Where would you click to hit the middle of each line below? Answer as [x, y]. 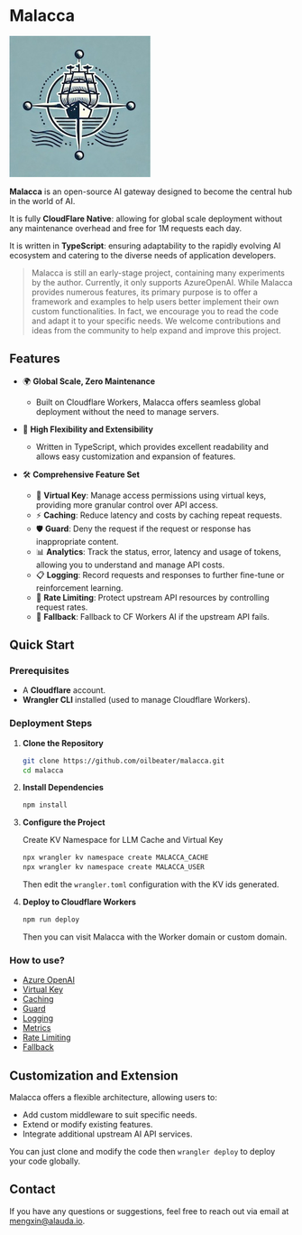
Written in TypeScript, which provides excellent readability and [152, 446]
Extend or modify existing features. [87, 1125]
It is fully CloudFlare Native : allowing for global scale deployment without [146, 219]
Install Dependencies [63, 788]
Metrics [37, 1028]
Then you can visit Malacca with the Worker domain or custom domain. [155, 937]
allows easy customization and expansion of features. [136, 456]
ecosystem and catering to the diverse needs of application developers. [143, 255]
